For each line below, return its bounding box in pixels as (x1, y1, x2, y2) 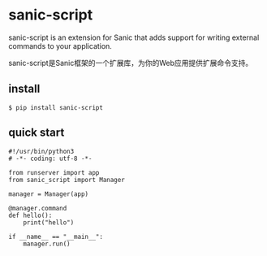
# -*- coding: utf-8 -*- (8, 154, 93, 163)
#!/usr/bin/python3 (8, 147, 75, 155)
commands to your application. (8, 41, 112, 50)
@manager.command (8, 204, 67, 212)
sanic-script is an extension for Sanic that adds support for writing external (8, 33, 260, 42)
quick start (8, 126, 65, 140)
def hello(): (8, 211, 53, 219)
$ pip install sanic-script (8, 103, 104, 111)
